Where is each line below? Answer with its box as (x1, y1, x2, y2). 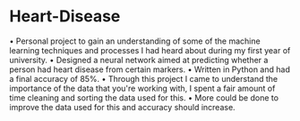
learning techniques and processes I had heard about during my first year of (9, 44, 291, 55)
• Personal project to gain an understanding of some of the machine (9, 36, 261, 46)
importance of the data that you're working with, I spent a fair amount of (9, 83, 276, 93)
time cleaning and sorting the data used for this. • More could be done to (9, 92, 279, 103)
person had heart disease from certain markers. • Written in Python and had (9, 64, 291, 75)
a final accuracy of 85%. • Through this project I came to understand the (9, 73, 279, 84)
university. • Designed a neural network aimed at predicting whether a (9, 54, 269, 65)
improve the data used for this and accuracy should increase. (9, 101, 236, 112)
